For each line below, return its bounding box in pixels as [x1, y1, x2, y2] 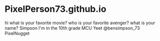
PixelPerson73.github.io [4, 3, 106, 15]
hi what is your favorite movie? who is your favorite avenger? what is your [4, 20, 156, 26]
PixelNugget [4, 30, 30, 36]
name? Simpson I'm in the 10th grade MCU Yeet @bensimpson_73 [4, 25, 140, 31]
